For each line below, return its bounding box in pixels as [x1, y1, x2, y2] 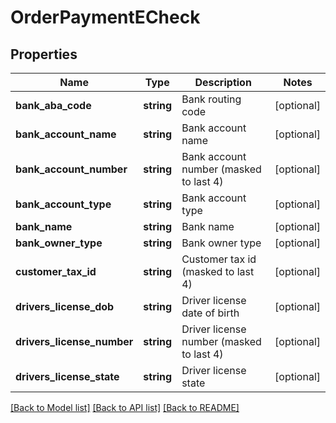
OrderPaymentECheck [10, 6, 201, 29]
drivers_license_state [15, 370, 120, 383]
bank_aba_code [15, 99, 92, 112]
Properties [10, 46, 78, 63]
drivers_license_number [15, 335, 134, 348]
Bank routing [181, 92, 242, 106]
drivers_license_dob [15, 300, 115, 313]
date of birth [181, 306, 240, 320]
